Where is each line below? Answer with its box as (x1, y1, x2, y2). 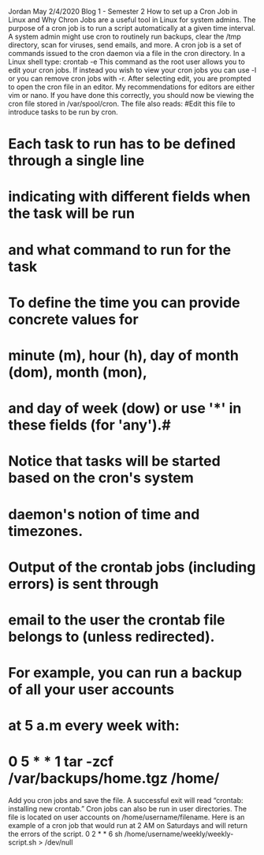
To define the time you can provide (8, 294, 240, 311)
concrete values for (8, 310, 139, 328)
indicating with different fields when (8, 188, 251, 206)
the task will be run (8, 204, 136, 223)
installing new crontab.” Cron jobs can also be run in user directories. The (8, 804, 247, 814)
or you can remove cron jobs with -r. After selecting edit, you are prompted (8, 74, 252, 83)
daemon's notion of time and (8, 505, 200, 523)
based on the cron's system (8, 469, 195, 487)
